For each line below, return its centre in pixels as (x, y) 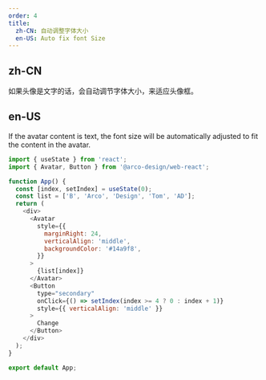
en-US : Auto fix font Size (60, 38)
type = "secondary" (66, 293)
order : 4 (23, 16)
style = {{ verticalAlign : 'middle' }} (100, 308)
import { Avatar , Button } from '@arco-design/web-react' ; (109, 167)
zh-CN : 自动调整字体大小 (52, 31)
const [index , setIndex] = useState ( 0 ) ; (84, 189)
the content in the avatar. (49, 145)
